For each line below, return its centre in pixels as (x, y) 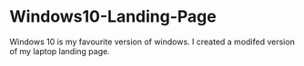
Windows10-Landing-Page (113, 17)
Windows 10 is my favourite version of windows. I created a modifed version (152, 42)
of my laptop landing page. (60, 51)
